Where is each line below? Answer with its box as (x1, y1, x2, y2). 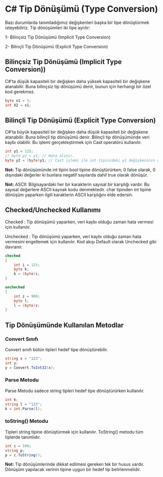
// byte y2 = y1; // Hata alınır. (5, 154, 75, 159)
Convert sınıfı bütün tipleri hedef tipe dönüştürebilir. (5, 346, 108, 352)
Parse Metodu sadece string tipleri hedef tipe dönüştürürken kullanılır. (5, 388, 145, 394)
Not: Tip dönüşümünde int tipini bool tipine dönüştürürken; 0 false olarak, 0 (5, 167, 156, 173)
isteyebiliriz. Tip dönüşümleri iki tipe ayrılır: (5, 24, 91, 30)
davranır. (5, 244, 23, 250)
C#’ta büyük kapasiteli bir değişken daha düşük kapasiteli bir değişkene (5, 129, 148, 135)
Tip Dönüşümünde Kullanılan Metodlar (5, 321, 124, 329)
